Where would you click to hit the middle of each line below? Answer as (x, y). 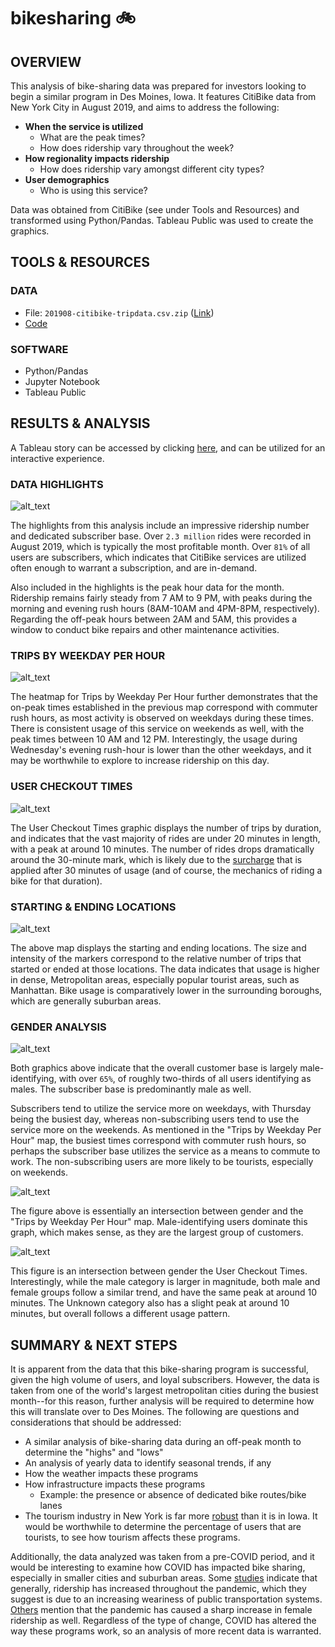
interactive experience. (57, 458)
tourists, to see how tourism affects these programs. (132, 1537)
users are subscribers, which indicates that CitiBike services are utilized (158, 557)
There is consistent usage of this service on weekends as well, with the (157, 729)
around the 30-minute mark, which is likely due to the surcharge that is (156, 859)
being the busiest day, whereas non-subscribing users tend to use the (155, 1119)
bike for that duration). (56, 881)
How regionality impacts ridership (97, 158)
